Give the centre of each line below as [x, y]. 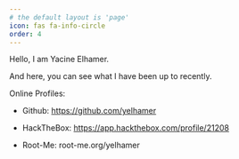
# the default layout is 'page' [69, 17]
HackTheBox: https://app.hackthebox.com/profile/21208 [126, 128]
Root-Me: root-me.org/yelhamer [81, 145]
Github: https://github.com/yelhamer [89, 111]
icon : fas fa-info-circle [57, 26]
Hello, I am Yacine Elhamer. [59, 60]
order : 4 [25, 34]
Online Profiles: [37, 93]
